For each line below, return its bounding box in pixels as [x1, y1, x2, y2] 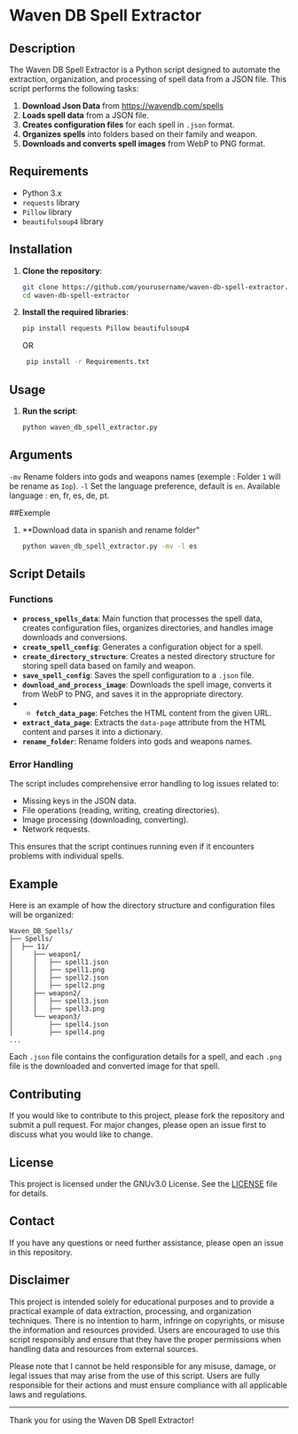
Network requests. [21, 824, 90, 834]
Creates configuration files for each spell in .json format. [21, 119, 235, 130]
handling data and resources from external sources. [9, 1343, 199, 1354]
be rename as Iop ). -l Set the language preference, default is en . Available [9, 480, 281, 491]
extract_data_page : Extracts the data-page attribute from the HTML [21, 717, 267, 728]
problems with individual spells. [9, 850, 124, 861]
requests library [21, 197, 80, 207]
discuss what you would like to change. [9, 1129, 153, 1140]
